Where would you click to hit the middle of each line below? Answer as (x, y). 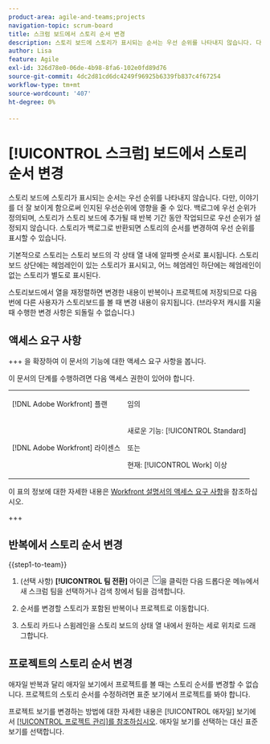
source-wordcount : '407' (50, 93)
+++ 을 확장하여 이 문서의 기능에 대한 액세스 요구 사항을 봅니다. (107, 361)
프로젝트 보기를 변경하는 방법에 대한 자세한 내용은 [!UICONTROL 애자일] (122, 712)
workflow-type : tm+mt (45, 85)
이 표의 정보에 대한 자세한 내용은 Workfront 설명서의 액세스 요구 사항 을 (119, 491)
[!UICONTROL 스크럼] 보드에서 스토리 (128, 154)
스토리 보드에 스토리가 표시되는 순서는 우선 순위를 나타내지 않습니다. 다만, (123, 198)
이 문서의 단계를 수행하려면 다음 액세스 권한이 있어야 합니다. (102, 378)
